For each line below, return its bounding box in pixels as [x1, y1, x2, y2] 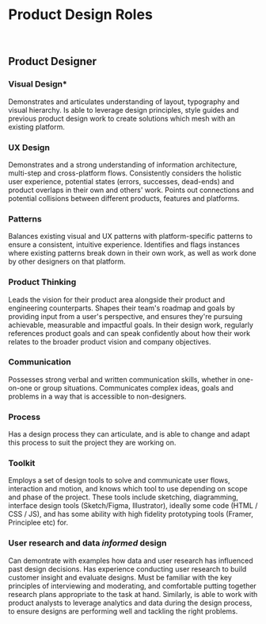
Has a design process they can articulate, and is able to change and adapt [8, 429, 251, 439]
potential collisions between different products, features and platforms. [8, 193, 240, 203]
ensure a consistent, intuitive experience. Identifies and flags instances [8, 240, 240, 249]
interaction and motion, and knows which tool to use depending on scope [8, 484, 248, 494]
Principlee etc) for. [8, 518, 69, 527]
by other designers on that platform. [8, 256, 126, 267]
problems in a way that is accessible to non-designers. [8, 391, 187, 401]
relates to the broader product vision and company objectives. [8, 337, 211, 346]
